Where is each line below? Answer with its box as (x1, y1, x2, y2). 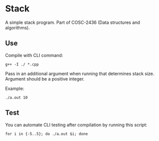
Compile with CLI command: (5, 52, 63, 58)
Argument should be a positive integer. (5, 75, 85, 82)
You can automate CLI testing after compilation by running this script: (5, 122, 148, 128)
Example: (5, 85, 24, 91)
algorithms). (5, 24, 30, 30)
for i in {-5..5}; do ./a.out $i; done (5, 131, 88, 137)
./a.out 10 (5, 95, 28, 100)
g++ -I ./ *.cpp (5, 62, 39, 67)
